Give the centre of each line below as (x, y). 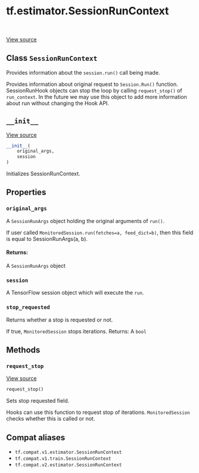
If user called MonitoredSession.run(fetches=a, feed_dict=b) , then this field (100, 232)
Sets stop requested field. (38, 401)
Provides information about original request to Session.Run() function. (92, 84)
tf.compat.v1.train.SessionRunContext (63, 458)
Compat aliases (36, 438)
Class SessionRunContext (52, 58)
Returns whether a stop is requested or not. (60, 320)
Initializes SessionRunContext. (43, 174)
